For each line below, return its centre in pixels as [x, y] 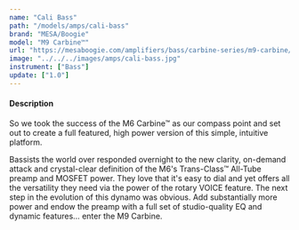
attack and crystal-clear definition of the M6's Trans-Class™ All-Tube [136, 169]
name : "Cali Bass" [43, 17]
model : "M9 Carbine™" [49, 42]
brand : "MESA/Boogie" [49, 34]
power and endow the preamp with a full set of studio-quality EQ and [136, 206]
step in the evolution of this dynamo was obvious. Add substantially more [143, 197]
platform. [26, 142]
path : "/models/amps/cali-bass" [69, 26]
